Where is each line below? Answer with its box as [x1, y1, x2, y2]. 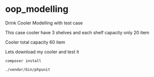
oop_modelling [5, 3, 69, 15]
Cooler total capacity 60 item [5, 39, 65, 45]
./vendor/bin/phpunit [5, 67, 51, 72]
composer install [5, 58, 42, 63]
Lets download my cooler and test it [5, 49, 79, 55]
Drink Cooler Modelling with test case [5, 20, 83, 26]
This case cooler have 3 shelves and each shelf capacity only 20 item [5, 29, 149, 35]
